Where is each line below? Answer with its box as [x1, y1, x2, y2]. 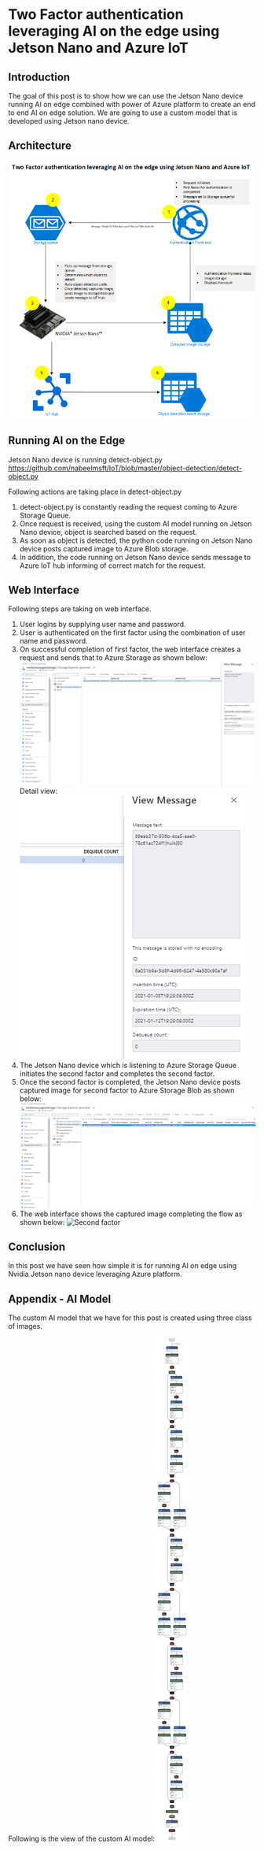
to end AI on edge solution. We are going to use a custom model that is [8, 108, 238, 117]
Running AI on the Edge [8, 434, 126, 447]
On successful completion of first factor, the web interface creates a [19, 644, 241, 655]
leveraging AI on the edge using [8, 22, 220, 40]
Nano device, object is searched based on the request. [19, 527, 198, 536]
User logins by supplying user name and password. [19, 620, 186, 629]
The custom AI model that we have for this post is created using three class [8, 1313, 253, 1322]
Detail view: [19, 786, 57, 796]
